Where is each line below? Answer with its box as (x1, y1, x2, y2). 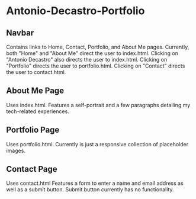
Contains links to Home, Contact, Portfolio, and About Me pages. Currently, (6, 43, 189, 50)
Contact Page (6, 164, 57, 174)
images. (6, 147, 25, 154)
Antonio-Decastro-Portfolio (6, 4, 145, 18)
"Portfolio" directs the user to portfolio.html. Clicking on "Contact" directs (6, 62, 185, 69)
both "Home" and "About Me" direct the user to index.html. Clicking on (6, 50, 179, 57)
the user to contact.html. (6, 69, 66, 75)
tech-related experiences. (6, 108, 69, 115)
